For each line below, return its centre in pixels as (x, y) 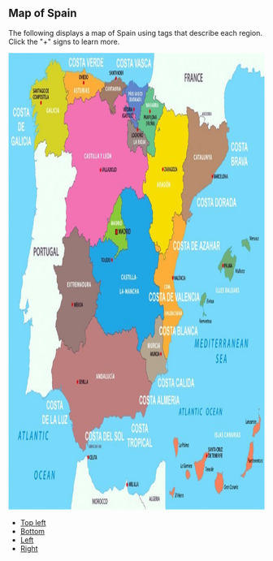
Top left (33, 522)
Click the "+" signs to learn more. (64, 41)
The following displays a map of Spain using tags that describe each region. (135, 32)
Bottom (32, 531)
